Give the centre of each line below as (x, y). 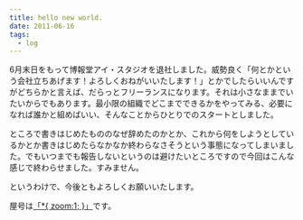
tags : (19, 34)
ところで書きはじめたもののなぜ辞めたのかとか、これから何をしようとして (148, 134)
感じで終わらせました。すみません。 (77, 168)
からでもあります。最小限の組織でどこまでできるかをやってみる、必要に (159, 104)
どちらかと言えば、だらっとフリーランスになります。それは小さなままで (151, 92)
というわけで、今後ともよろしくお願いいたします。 (104, 187)
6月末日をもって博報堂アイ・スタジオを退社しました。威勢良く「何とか (142, 69)
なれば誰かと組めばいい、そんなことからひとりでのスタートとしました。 (144, 115)
